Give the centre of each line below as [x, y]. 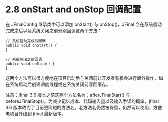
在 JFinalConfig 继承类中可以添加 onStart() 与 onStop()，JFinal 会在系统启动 [83, 24]
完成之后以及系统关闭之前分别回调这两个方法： [53, 30]
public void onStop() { [30, 64]
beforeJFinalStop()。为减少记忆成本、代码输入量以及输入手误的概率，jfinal [82, 101]
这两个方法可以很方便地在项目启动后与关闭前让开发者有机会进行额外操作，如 [84, 78]
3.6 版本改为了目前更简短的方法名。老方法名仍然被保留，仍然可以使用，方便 [84, 107]
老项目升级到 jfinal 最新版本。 [36, 114]
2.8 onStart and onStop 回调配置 [73, 10]
